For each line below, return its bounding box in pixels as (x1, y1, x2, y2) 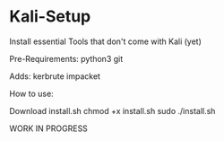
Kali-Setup (9, 6, 91, 27)
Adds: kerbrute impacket (9, 70, 101, 82)
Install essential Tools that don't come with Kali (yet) (9, 36, 202, 47)
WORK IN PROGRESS (9, 123, 88, 134)
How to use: (9, 88, 54, 99)
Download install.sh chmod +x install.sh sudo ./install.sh (9, 105, 216, 116)
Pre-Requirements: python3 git (9, 53, 124, 64)
